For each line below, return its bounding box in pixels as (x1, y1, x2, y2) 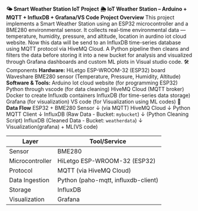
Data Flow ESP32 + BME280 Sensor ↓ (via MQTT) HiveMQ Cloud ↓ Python (6, 105, 191, 111)
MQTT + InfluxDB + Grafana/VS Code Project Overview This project (6, 14, 174, 21)
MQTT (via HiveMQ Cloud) (57, 167, 131, 174)
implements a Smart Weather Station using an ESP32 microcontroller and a (6, 20, 189, 27)
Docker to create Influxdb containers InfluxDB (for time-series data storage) (6, 92, 191, 99)
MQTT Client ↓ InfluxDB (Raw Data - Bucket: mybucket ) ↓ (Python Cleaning (6, 111, 189, 118)
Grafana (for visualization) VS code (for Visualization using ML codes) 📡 (6, 98, 181, 105)
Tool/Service (89, 137, 126, 145)
